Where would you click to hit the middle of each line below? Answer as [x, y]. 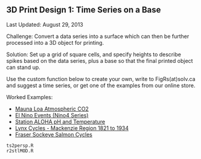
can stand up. [23, 67]
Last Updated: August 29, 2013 [45, 24]
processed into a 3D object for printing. [55, 42]
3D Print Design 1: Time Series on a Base [84, 10]
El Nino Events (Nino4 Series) [52, 115]
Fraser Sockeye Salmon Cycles [53, 134]
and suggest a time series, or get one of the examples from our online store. [101, 85]
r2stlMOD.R [20, 151]
